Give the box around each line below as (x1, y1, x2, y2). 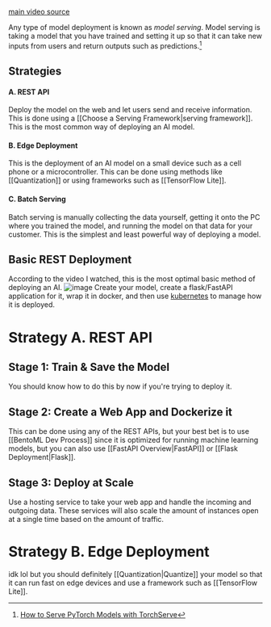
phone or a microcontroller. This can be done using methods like (8, 167, 223, 177)
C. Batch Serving (8, 194, 66, 204)
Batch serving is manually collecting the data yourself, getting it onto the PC (8, 212, 261, 221)
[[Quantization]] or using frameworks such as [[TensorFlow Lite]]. (8, 175, 227, 185)
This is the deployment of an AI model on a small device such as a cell (8, 158, 242, 168)
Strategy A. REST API (8, 328, 153, 347)
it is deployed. (8, 300, 55, 309)
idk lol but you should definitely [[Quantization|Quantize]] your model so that (8, 570, 263, 579)
